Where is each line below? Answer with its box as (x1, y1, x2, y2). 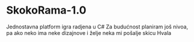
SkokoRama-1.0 (6, 4, 86, 17)
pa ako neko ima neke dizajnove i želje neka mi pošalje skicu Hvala (6, 29, 172, 36)
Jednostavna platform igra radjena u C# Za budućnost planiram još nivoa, (6, 23, 189, 30)
